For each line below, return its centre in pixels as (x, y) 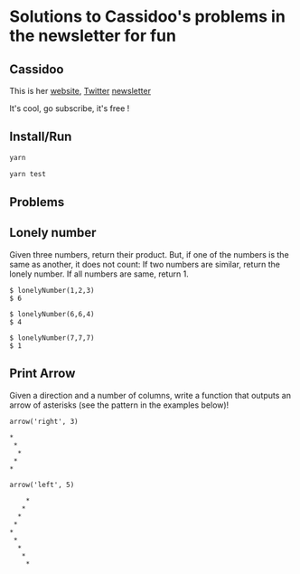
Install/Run (41, 137)
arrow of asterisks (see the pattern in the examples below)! (119, 405)
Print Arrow (42, 374)
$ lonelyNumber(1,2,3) (52, 290)
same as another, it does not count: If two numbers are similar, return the (145, 264)
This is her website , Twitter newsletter (80, 91)
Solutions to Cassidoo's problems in (148, 17)
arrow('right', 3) (44, 421)
